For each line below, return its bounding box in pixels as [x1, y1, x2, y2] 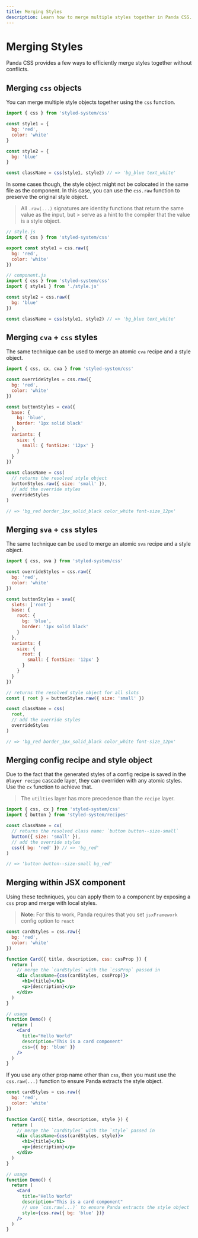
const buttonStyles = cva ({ [6, 404, 76, 410]
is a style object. [20, 217, 61, 224]
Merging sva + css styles [6, 524, 98, 534]
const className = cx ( [6, 823, 62, 829]
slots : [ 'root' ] [11, 601, 52, 607]
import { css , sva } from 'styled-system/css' [6, 558, 123, 564]
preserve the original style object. [6, 194, 88, 201]
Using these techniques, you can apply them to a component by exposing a [6, 893, 191, 900]
